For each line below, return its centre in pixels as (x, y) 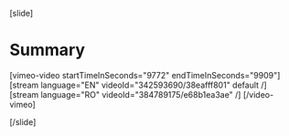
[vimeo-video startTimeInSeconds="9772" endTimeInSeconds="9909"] (145, 75)
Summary (47, 50)
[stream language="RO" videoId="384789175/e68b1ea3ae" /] (125, 94)
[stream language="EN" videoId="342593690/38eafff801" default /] (138, 85)
